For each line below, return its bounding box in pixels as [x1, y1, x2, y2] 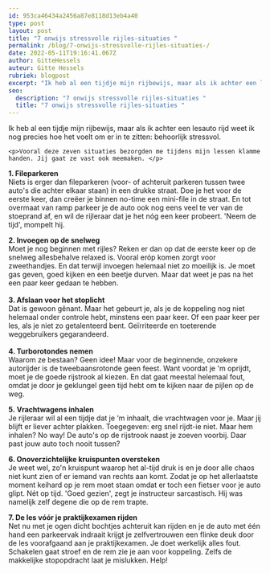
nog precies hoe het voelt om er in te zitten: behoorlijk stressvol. [8, 132, 221, 141]
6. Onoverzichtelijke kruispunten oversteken [8, 455, 161, 465]
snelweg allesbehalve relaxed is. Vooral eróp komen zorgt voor [8, 252, 216, 262]
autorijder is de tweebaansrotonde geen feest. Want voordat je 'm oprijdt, [8, 363, 252, 374]
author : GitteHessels [8, 57, 81, 65]
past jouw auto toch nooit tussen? [8, 439, 121, 448]
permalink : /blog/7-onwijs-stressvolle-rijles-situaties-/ [8, 42, 211, 50]
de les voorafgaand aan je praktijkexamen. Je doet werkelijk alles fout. [8, 538, 241, 548]
